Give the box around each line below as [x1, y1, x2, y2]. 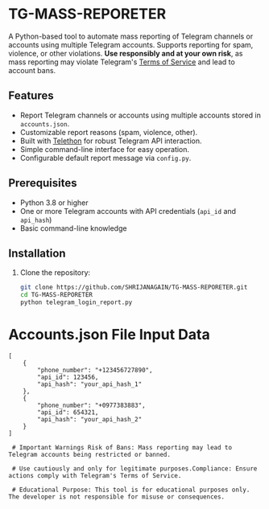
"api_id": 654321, [37, 408, 99, 417]
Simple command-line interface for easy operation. [19, 144, 190, 154]
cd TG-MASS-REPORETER [19, 291, 93, 299]
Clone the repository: [19, 268, 91, 277]
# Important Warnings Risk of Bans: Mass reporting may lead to [11, 443, 232, 451]
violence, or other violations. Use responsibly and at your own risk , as [8, 48, 243, 58]
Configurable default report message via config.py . [19, 153, 192, 162]
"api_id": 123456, [37, 373, 99, 381]
